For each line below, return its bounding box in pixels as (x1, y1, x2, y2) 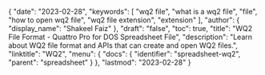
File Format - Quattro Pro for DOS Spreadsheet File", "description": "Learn (8, 32, 253, 41)
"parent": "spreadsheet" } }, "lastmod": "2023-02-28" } (8, 57, 191, 67)
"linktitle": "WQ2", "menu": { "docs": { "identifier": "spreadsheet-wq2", (8, 49, 241, 58)
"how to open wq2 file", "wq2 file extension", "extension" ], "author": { (8, 15, 240, 25)
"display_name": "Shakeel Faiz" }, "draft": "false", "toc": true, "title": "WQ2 (8, 24, 253, 33)
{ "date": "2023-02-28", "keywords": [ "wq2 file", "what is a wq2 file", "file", (8, 7, 258, 16)
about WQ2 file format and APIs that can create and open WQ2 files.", (8, 41, 239, 50)
